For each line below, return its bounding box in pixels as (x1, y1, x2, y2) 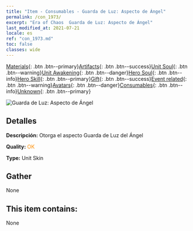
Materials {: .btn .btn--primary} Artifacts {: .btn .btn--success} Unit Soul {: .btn (6, 63, 188, 70)
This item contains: (6, 203, 78, 214)
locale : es (6, 30, 33, 36)
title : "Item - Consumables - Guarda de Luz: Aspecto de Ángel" (6, 8, 166, 15)
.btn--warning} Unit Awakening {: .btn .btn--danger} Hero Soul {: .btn (6, 69, 167, 76)
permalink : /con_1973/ (6, 14, 61, 20)
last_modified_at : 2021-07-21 (6, 25, 80, 31)
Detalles (6, 116, 37, 126)
